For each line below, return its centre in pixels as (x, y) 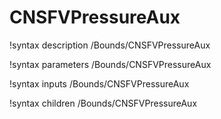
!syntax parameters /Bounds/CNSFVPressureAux (110, 64)
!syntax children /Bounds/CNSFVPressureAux (103, 103)
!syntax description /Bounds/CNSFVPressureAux (110, 45)
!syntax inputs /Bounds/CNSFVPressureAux (99, 83)
